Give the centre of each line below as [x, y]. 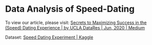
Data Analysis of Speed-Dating [70, 9]
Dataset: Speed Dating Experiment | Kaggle [49, 37]
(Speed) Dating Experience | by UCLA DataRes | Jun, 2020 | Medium [75, 27]
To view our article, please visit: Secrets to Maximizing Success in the [76, 22]
